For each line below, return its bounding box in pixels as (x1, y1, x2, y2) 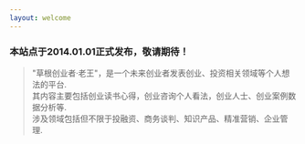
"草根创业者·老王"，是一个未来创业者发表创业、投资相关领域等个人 (31, 67, 282, 78)
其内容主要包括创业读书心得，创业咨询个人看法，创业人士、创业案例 (31, 90, 289, 101)
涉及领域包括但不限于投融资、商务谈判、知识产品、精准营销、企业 (31, 113, 280, 124)
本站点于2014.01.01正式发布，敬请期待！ (9, 45, 190, 57)
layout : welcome (9, 13, 71, 23)
